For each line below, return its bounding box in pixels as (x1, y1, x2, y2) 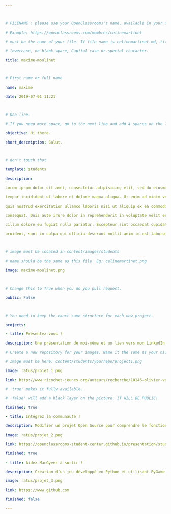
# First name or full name (5, 76, 63, 81)
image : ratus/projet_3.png (5, 478, 63, 483)
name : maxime (5, 85, 33, 90)
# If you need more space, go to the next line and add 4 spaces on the (5, 121, 163, 126)
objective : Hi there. (5, 130, 51, 135)
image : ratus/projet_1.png (5, 368, 63, 373)
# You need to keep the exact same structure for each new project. (5, 313, 154, 318)
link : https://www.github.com (5, 488, 70, 493)
